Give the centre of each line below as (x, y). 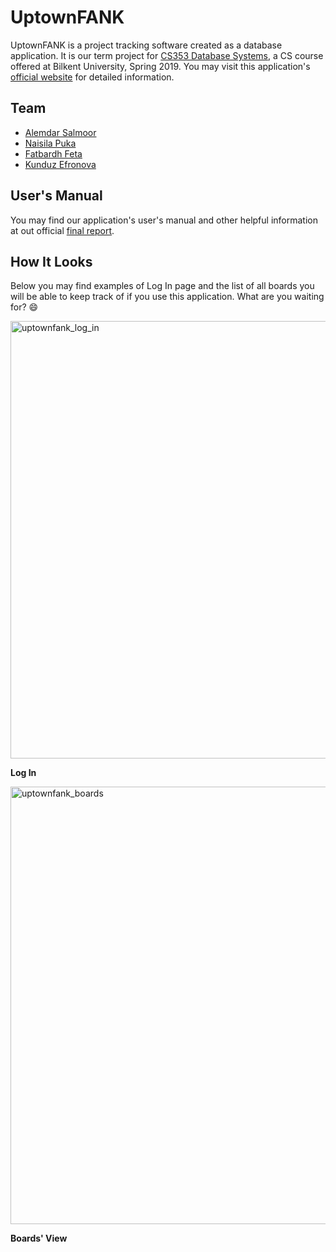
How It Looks (51, 261)
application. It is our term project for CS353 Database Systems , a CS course (167, 55)
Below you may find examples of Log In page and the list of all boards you (162, 286)
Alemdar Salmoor (60, 132)
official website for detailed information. (92, 77)
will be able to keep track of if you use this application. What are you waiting (167, 297)
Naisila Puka (50, 143)
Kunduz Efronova (60, 164)
